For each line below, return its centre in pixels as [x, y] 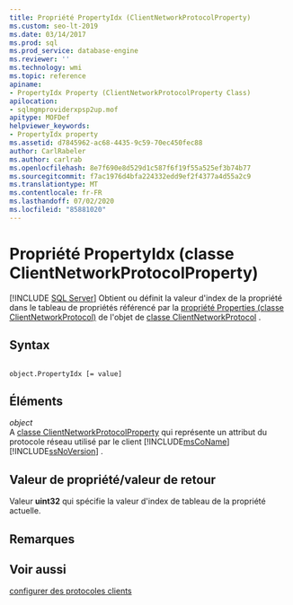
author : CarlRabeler [48, 151]
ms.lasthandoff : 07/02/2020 [62, 202]
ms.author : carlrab [46, 159]
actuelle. [25, 511]
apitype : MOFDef [40, 118]
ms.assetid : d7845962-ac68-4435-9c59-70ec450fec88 [106, 143]
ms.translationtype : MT [54, 185]
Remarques [42, 539]
